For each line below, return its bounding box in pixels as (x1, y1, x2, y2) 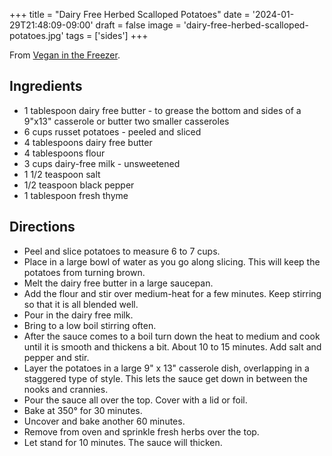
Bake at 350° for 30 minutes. (23, 404, 143, 416)
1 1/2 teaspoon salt (23, 168, 101, 180)
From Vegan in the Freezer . (9, 49, 121, 61)
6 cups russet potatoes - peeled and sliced (23, 125, 202, 138)
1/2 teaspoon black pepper (23, 179, 135, 191)
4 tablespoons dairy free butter (23, 136, 153, 148)
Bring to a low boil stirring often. (23, 319, 157, 331)
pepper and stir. (23, 351, 90, 363)
